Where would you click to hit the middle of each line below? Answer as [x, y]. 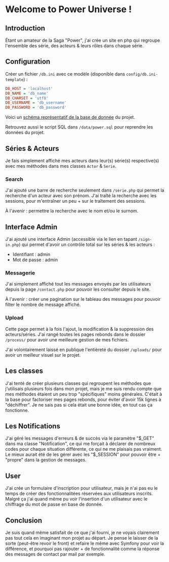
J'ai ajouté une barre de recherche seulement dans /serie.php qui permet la [85, 190]
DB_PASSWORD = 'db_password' [36, 108]
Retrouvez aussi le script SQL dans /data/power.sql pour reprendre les [79, 127]
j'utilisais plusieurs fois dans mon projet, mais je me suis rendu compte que [83, 388]
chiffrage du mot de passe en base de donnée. [54, 505]
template [14, 80]
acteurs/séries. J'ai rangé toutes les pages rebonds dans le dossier [75, 334]
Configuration [28, 62]
